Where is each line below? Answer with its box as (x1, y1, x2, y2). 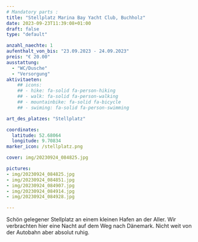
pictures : (6, 165, 32, 171)
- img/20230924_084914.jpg (6, 188, 75, 195)
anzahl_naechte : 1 (6, 43, 53, 49)
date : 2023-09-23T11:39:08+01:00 (6, 20, 91, 26)
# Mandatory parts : (6, 9, 59, 15)
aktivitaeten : (6, 77, 43, 83)
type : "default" (6, 32, 48, 38)
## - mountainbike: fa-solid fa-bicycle (17, 99, 121, 105)
